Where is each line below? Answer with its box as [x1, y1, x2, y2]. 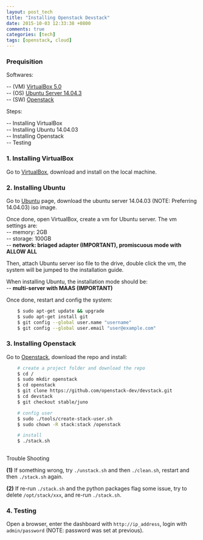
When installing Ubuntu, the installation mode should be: [6, 278, 148, 285]
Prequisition [6, 57, 43, 66]
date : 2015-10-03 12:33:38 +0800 [6, 20, 91, 26]
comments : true [6, 26, 45, 32]
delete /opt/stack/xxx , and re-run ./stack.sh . [6, 491, 122, 499]
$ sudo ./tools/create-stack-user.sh [17, 416, 113, 422]
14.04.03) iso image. [6, 204, 57, 211]
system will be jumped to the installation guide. [6, 266, 124, 273]
